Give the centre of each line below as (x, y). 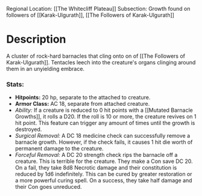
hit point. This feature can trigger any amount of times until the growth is (105, 123)
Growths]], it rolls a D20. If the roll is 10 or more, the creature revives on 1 (106, 117)
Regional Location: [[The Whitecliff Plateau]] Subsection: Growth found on (98, 9)
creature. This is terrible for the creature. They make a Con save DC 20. (104, 161)
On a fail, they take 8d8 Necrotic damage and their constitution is (96, 168)
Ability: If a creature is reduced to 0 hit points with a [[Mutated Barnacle (104, 110)
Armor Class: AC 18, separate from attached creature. (82, 104)
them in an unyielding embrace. (46, 69)
